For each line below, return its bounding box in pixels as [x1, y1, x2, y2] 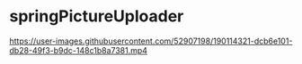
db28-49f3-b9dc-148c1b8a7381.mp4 [9, 44, 148, 55]
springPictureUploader [9, 6, 184, 27]
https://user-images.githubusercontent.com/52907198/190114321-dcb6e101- [9, 36, 293, 46]
